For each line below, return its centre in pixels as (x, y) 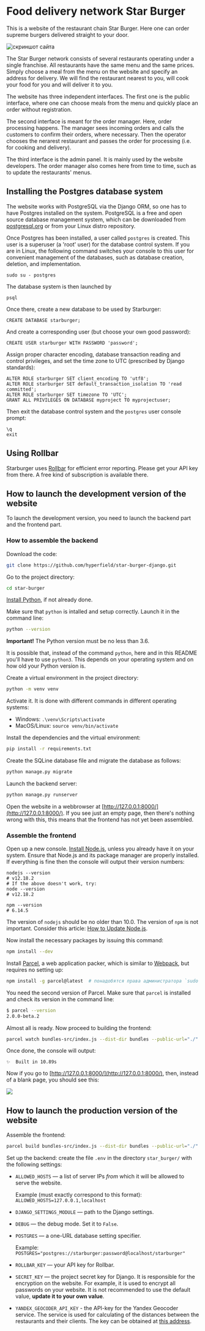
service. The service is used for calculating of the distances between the (107, 1315)
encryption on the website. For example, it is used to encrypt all (95, 1283)
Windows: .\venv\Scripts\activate (60, 719)
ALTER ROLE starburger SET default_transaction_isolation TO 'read (94, 384)
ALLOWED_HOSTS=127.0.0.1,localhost (61, 1201)
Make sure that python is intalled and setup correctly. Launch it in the (93, 612)
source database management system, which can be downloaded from (96, 219)
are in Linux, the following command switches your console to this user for (100, 251)
